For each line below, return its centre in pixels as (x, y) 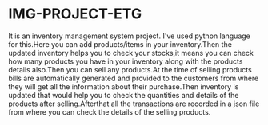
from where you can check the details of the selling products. (110, 111)
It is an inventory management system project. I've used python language (129, 36)
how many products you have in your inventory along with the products (126, 61)
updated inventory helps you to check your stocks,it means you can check (131, 53)
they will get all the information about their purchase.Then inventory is (124, 86)
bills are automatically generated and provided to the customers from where (134, 78)
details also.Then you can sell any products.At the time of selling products (130, 69)
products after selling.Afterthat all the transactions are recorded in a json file (134, 104)
